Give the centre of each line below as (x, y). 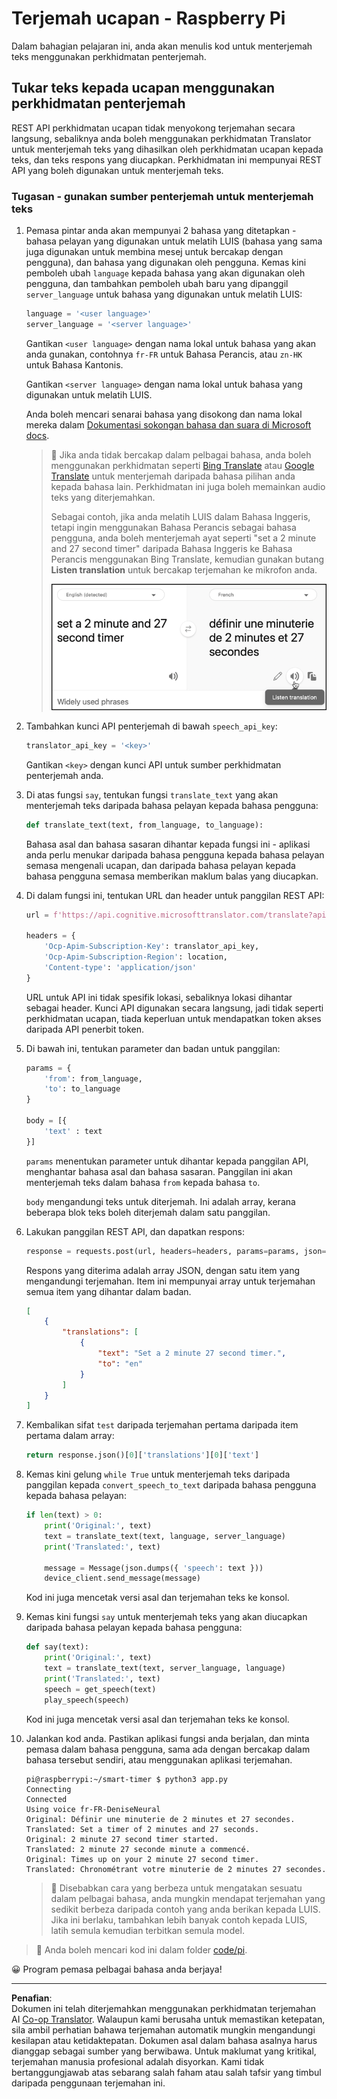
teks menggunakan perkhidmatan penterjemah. (109, 56)
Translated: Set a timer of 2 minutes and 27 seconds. (142, 1829)
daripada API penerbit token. (85, 1029)
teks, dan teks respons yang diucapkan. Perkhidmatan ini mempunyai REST (167, 159)
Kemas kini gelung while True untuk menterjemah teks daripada (158, 1474)
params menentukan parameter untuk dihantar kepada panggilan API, (167, 1161)
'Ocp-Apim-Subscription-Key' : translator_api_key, (152, 947)
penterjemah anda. (64, 775)
